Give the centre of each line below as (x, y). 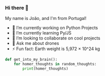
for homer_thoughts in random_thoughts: (55, 64)
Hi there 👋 (17, 8)
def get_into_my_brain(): (31, 60)
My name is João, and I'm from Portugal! (46, 19)
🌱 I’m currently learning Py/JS (42, 33)
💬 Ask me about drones (35, 43)
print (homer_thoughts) (45, 69)
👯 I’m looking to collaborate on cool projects (56, 38)
